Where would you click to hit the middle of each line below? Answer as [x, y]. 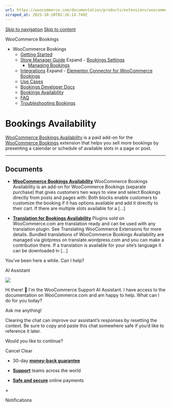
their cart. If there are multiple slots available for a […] [69, 209]
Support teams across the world [47, 371]
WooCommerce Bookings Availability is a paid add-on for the [69, 137]
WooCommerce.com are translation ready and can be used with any [84, 224]
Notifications [19, 400]
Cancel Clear [19, 351]
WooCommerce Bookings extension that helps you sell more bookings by [82, 143]
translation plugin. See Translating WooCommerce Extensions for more [87, 229]
